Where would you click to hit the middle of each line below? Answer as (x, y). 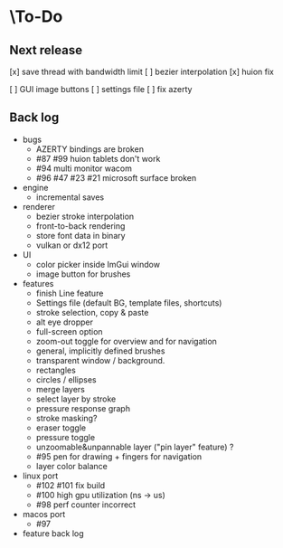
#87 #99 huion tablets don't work (98, 158)
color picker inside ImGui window (98, 264)
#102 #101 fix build (71, 485)
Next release (46, 50)
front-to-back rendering (80, 226)
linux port (40, 476)
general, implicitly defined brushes (100, 351)
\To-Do (36, 17)
